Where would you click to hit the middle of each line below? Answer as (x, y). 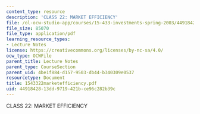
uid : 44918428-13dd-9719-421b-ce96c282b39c (61, 89)
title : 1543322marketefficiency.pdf (51, 84)
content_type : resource (36, 12)
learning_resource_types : (38, 39)
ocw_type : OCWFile (29, 56)
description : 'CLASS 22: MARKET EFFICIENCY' (62, 17)
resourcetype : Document (36, 78)
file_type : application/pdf (41, 34)
